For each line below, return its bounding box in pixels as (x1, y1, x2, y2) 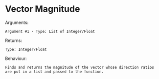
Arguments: (5, 20, 29, 25)
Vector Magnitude (5, 3, 80, 15)
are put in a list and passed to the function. (5, 69, 104, 74)
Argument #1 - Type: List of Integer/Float (5, 29, 95, 34)
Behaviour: (5, 55, 27, 61)
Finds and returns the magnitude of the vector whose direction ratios (5, 65, 154, 70)
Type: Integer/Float (5, 47, 47, 52)
